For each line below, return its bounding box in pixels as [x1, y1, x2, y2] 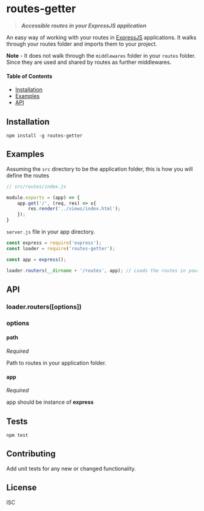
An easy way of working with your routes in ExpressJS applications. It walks [6, 33, 197, 41]
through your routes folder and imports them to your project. [6, 40, 158, 47]
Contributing [6, 449, 56, 459]
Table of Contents [6, 72, 53, 80]
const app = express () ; [6, 256, 67, 263]
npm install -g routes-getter [6, 133, 83, 139]
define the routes [6, 172, 50, 179]
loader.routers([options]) [6, 302, 82, 311]
